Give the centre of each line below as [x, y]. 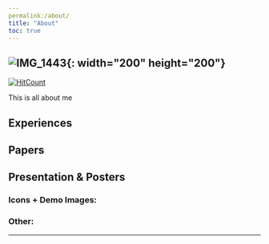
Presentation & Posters [67, 177]
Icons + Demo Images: [53, 200]
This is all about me [40, 98]
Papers [26, 150]
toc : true [25, 30]
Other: [21, 222]
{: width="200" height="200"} [146, 63]
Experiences [40, 123]
